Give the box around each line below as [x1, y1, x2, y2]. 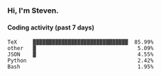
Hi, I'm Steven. [7, 6, 59, 15]
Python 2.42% [7, 57, 154, 65]
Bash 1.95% [7, 63, 154, 70]
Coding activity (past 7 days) [7, 23, 94, 32]
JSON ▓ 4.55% [7, 51, 154, 58]
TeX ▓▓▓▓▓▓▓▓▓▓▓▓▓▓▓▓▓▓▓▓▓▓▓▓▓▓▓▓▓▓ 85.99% [7, 39, 154, 46]
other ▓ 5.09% [7, 45, 154, 52]
